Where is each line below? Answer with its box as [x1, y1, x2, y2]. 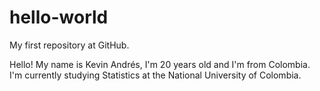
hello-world [9, 6, 109, 29]
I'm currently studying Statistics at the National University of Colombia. [9, 69, 302, 81]
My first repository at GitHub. [9, 39, 130, 51]
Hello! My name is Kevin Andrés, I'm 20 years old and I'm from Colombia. [9, 58, 311, 70]
